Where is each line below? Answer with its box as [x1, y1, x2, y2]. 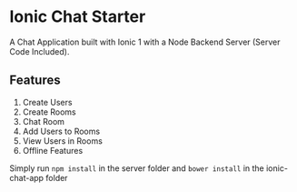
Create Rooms [22, 106, 77, 117]
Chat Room [22, 116, 65, 126]
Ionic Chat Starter [9, 6, 146, 27]
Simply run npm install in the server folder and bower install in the [9, 162, 265, 174]
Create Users [22, 96, 73, 107]
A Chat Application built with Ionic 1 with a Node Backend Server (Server [9, 36, 281, 47]
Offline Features [22, 145, 84, 156]
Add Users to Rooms [22, 126, 101, 136]
